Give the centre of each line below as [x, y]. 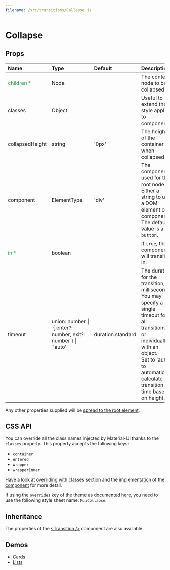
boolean [61, 253]
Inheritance [24, 516]
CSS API [18, 426]
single [148, 309]
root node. [153, 184]
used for [151, 177]
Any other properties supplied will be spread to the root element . [73, 410]
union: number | [70, 321]
